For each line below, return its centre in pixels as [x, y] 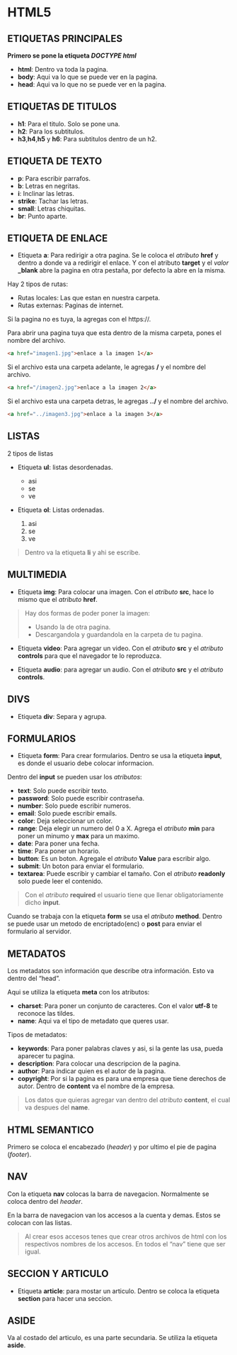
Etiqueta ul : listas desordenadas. [65, 467]
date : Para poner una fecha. [58, 844]
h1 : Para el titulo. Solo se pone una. [69, 124]
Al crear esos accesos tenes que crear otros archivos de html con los [126, 1236]
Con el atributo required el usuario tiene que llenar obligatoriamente [124, 895]
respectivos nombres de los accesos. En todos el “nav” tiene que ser [125, 1244]
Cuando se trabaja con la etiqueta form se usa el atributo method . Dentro [115, 916]
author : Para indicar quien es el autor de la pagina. [92, 1071]
